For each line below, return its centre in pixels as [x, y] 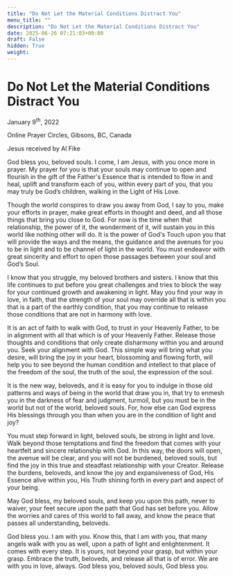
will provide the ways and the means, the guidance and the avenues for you [115, 242]
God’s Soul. [24, 264]
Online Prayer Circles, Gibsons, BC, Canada [69, 135]
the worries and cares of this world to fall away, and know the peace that [111, 516]
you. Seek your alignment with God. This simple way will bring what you [110, 350]
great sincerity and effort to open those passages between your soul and [112, 257]
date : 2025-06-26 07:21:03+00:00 [55, 33]
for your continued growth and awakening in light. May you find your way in [115, 292]
